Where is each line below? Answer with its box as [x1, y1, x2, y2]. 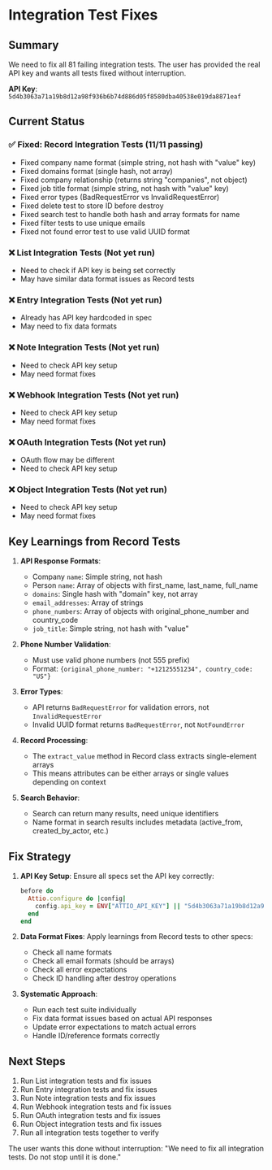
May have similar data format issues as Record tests [19, 274, 195, 284]
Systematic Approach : [19, 989, 98, 999]
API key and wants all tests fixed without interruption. [8, 68, 187, 78]
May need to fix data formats [19, 321, 118, 331]
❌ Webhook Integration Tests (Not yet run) [8, 389, 179, 400]
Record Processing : [19, 736, 89, 746]
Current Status [8, 115, 85, 128]
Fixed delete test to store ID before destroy [19, 201, 164, 211]
